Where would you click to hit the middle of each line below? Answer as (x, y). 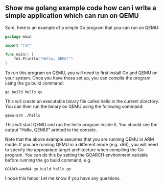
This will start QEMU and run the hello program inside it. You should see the (81, 125)
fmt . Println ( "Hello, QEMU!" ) (44, 59)
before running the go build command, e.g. (48, 160)
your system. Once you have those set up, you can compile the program (78, 78)
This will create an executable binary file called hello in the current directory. (82, 101)
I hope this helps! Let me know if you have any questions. (63, 178)
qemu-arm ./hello (23, 116)
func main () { (20, 54)
